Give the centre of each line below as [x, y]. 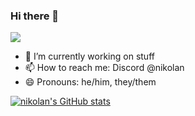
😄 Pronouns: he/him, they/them [90, 82]
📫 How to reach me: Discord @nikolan [104, 68]
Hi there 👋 [35, 16]
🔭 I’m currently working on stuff [89, 56]
